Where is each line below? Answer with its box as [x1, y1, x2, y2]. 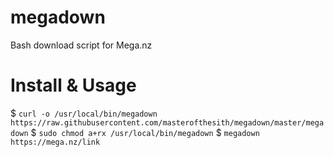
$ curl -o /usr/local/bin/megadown [10, 107, 158, 119]
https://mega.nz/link [10, 137, 101, 147]
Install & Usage [10, 74, 137, 97]
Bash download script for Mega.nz [10, 39, 153, 51]
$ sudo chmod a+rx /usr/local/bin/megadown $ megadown [30, 126, 260, 138]
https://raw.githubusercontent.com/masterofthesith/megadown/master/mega [10, 117, 325, 128]
